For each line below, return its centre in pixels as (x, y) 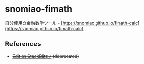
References (23, 44)
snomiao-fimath (39, 9)
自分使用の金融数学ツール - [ (34, 23)
